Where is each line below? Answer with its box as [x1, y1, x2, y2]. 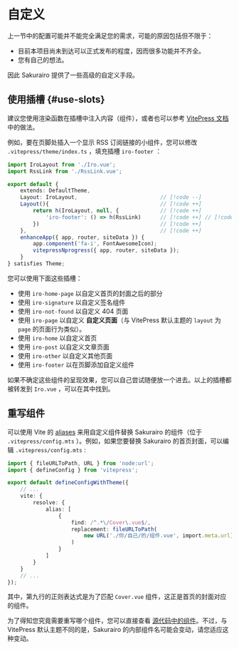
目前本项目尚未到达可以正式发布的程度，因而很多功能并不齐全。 [17, 46, 205, 55]
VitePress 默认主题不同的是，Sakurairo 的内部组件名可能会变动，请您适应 [7, 625, 223, 634]
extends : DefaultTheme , [20, 187, 91, 195]
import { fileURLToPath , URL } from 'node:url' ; [7, 459, 154, 467]
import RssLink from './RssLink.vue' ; [7, 168, 122, 175]
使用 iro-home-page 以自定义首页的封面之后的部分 [17, 289, 163, 297]
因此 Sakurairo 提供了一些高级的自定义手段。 [7, 71, 139, 79]
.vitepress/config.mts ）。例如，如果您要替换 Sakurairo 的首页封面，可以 [7, 436, 223, 445]
